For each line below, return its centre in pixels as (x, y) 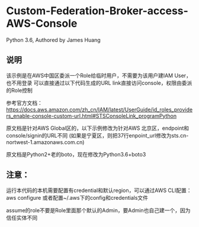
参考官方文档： (24, 103)
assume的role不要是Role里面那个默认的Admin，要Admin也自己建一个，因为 (98, 210)
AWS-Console (42, 23)
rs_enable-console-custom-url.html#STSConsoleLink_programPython (91, 116)
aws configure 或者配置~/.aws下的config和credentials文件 (77, 197)
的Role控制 (19, 90)
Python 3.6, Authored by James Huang (53, 40)
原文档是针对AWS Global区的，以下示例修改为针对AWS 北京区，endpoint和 (98, 128)
